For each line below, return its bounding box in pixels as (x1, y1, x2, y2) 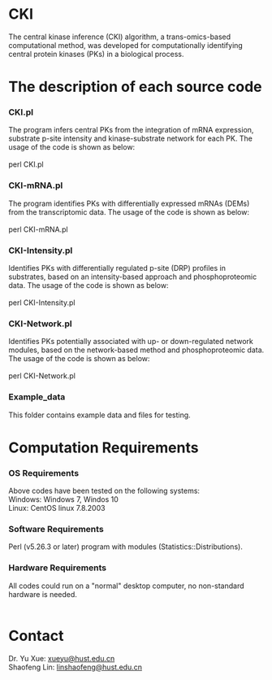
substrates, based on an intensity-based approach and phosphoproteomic (8, 272, 257, 281)
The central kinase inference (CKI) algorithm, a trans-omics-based (8, 32, 231, 41)
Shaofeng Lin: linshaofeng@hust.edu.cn (8, 662, 142, 672)
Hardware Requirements (8, 562, 107, 573)
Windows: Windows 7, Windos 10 (8, 495, 119, 504)
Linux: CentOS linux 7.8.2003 (8, 503, 106, 513)
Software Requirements (8, 524, 104, 535)
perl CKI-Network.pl (8, 371, 76, 381)
